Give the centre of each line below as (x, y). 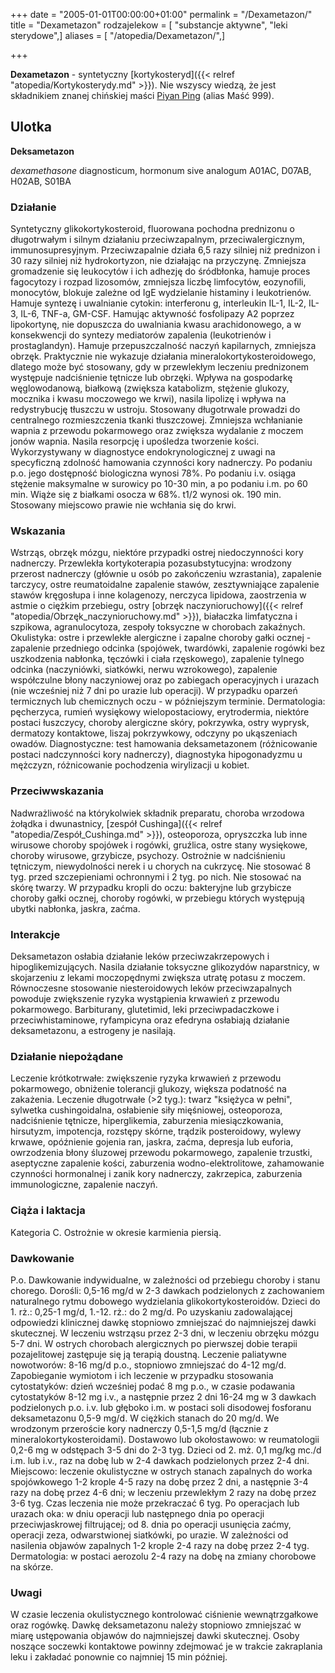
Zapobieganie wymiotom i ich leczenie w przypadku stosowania (142, 1375)
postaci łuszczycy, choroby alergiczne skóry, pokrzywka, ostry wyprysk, (160, 723)
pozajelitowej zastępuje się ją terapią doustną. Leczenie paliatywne (148, 1354)
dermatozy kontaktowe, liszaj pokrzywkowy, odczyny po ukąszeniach (154, 733)
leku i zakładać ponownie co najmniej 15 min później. (119, 1657)
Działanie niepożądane (67, 1056)
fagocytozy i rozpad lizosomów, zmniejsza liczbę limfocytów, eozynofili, (158, 282)
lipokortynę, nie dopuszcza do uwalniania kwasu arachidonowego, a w (156, 325)
